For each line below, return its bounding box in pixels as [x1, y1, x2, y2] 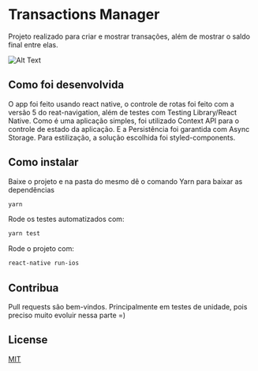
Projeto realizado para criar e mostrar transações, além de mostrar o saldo [8, 32, 251, 41]
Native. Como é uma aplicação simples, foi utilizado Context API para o [8, 116, 239, 126]
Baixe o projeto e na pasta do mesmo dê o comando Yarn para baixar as [8, 176, 243, 186]
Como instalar [8, 156, 79, 169]
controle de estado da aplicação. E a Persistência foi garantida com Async [8, 124, 250, 133]
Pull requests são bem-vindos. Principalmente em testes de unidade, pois [8, 302, 248, 311]
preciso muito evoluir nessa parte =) [8, 310, 126, 320]
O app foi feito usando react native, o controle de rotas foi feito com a [8, 99, 234, 108]
